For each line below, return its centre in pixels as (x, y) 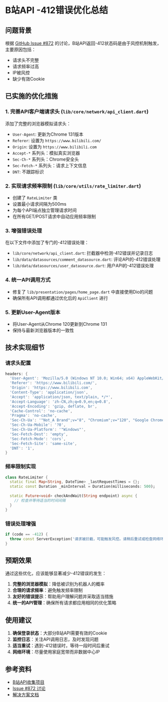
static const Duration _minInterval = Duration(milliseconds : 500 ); (82, 487)
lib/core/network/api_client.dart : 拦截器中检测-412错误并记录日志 (83, 253)
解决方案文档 (25, 694)
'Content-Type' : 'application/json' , (49, 393)
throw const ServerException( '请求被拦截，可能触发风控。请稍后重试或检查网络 (85, 539)
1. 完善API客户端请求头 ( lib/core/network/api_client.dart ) (77, 112)
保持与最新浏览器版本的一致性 (43, 330)
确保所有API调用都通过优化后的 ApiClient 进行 (60, 298)
